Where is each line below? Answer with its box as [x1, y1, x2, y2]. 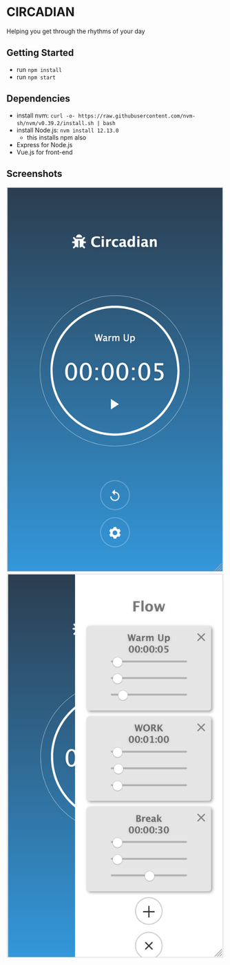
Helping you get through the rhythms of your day [6, 27, 145, 35]
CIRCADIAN [6, 4, 75, 20]
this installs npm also [26, 133, 87, 142]
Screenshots [6, 167, 63, 180]
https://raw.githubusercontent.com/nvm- [78, 112, 196, 120]
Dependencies [6, 93, 70, 104]
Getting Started [6, 47, 74, 59]
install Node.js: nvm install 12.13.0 [16, 126, 119, 134]
